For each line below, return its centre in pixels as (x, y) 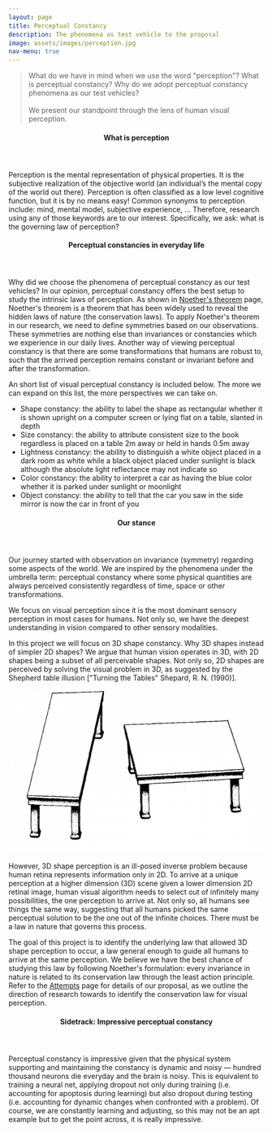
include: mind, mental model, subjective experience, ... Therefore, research (134, 209)
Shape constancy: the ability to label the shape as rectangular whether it (141, 409)
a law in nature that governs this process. (78, 927)
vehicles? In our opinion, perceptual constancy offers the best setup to (127, 291)
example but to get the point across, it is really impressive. (106, 1119)
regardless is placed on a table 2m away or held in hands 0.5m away (135, 444)
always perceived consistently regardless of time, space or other (117, 585)
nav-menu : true (34, 52)
